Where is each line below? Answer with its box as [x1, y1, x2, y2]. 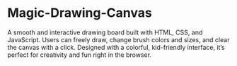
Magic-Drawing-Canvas [7, 5, 152, 21]
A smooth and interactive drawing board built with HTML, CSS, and [7, 28, 203, 37]
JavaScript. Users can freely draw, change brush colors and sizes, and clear [7, 35, 230, 44]
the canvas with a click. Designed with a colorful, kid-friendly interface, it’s [7, 43, 225, 51]
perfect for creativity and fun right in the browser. [7, 51, 152, 59]
